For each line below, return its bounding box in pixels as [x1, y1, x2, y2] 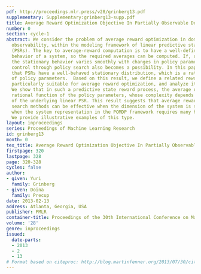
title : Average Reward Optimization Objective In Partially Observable [6, 20, 188, 26]
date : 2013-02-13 [6, 198, 50, 204]
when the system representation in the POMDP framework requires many [11, 109, 191, 115]
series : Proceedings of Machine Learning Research [6, 126, 135, 132]
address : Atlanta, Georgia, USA [6, 203, 87, 209]
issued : [6, 231, 26, 237]
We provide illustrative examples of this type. [11, 114, 135, 120]
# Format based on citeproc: [6, 259, 79, 265]
